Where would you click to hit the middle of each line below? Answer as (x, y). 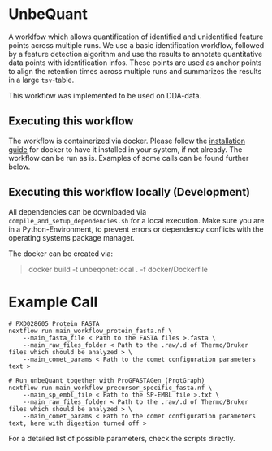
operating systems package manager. (72, 237)
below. (19, 167)
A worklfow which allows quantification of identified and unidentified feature (136, 37)
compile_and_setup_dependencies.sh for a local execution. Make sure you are (136, 220)
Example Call (53, 302)
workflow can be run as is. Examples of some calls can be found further (129, 158)
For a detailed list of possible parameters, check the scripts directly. (122, 438)
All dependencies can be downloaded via (78, 211)
